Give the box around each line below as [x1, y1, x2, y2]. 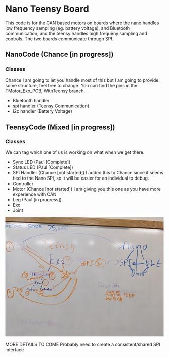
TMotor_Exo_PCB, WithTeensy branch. [5, 88, 86, 94]
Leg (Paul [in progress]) [12, 197, 62, 203]
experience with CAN [12, 191, 57, 197]
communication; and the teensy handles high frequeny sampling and [5, 30, 147, 36]
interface [5, 347, 24, 353]
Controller [12, 181, 34, 187]
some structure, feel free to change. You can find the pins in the [5, 82, 138, 88]
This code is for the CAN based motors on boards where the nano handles [5, 20, 159, 26]
